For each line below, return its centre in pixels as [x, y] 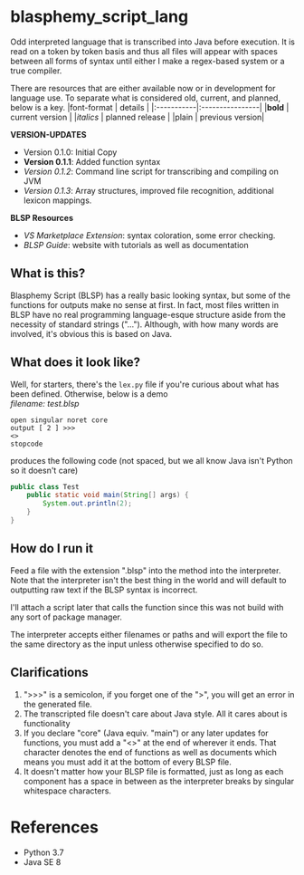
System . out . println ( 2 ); [87, 504]
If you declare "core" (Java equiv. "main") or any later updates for [146, 733]
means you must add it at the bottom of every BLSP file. [127, 762]
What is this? [48, 274]
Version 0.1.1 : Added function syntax [92, 161]
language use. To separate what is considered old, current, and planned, [146, 98]
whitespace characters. [67, 791]
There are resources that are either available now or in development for [143, 88]
